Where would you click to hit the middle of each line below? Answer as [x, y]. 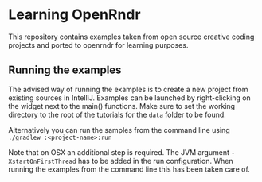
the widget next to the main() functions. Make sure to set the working [122, 106]
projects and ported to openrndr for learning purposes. [98, 45]
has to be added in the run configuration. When [155, 161]
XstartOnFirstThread [43, 161]
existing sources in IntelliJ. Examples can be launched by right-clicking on [129, 98]
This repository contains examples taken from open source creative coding [131, 37]
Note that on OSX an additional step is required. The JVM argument [119, 152]
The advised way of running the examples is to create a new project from [128, 89]
